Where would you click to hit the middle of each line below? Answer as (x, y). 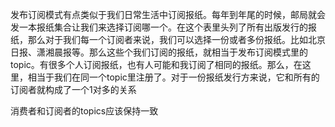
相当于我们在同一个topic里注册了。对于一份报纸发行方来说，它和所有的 (173, 77)
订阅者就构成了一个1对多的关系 (73, 89)
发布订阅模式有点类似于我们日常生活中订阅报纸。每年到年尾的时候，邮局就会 (168, 14)
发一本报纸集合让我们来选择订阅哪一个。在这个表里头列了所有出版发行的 (159, 27)
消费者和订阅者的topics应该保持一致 (84, 111)
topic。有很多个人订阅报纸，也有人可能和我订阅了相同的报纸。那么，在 (156, 64)
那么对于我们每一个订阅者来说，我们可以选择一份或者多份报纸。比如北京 (176, 39)
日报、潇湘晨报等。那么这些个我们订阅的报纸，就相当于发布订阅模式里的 (159, 52)
